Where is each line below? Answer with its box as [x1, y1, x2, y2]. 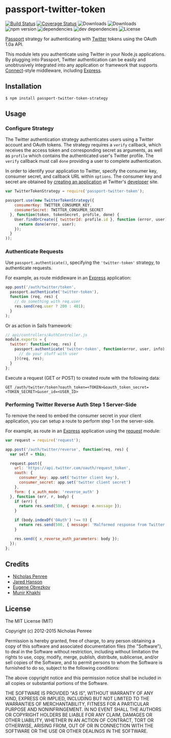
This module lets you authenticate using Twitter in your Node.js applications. [5, 51, 166, 57]
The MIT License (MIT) [5, 618, 53, 624]
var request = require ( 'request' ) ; [5, 437, 81, 442]
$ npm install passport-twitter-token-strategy [5, 95, 108, 101]
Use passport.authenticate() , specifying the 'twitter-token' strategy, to [5, 259, 160, 266]
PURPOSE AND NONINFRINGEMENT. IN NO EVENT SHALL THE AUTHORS [5, 706, 162, 712]
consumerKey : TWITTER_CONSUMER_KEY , [14, 203, 93, 208]
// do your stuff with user [18, 351, 79, 357]
